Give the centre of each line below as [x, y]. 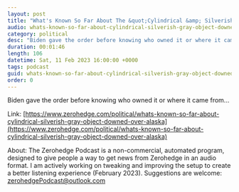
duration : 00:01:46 [36, 47]
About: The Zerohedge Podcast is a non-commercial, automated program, [116, 151]
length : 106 [25, 54]
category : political [38, 34]
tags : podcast [28, 67]
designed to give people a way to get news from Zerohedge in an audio [112, 158]
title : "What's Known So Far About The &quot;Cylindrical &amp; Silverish [121, 21]
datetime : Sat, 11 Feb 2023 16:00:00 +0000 [73, 60]
